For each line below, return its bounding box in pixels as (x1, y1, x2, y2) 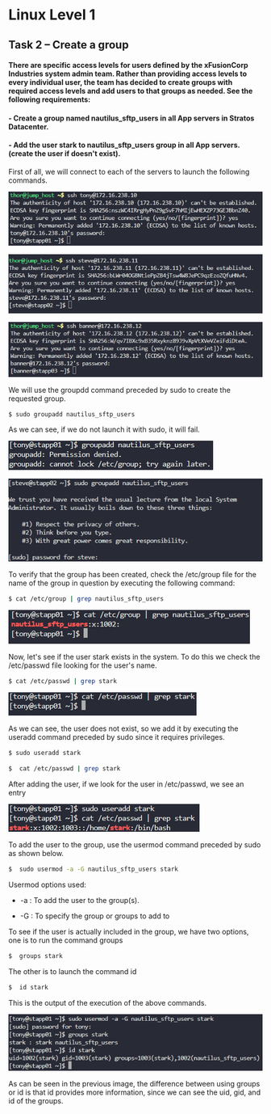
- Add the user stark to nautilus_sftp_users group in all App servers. (8, 140, 240, 150)
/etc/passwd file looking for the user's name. (8, 660, 157, 670)
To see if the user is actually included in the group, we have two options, (8, 926, 249, 936)
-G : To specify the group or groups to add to (19, 911, 170, 921)
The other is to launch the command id (8, 966, 137, 976)
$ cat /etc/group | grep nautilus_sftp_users (8, 595, 164, 603)
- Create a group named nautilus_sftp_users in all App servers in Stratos (8, 113, 255, 123)
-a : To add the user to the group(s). (19, 895, 140, 905)
